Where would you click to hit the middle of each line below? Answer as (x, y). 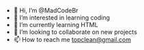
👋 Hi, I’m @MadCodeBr (46, 10)
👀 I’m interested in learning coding (62, 18)
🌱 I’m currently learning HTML (56, 25)
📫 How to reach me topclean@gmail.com (72, 40)
